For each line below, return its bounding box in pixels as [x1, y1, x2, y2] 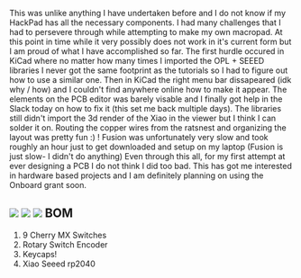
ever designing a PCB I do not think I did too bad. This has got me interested [9, 161, 293, 171]
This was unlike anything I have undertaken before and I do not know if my [9, 8, 287, 18]
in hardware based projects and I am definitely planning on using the [9, 170, 264, 181]
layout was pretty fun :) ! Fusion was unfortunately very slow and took [9, 132, 269, 142]
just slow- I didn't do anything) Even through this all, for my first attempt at [9, 151, 286, 161]
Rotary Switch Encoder [22, 238, 108, 250]
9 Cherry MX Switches [22, 229, 107, 240]
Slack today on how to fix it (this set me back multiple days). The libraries [9, 103, 282, 113]
